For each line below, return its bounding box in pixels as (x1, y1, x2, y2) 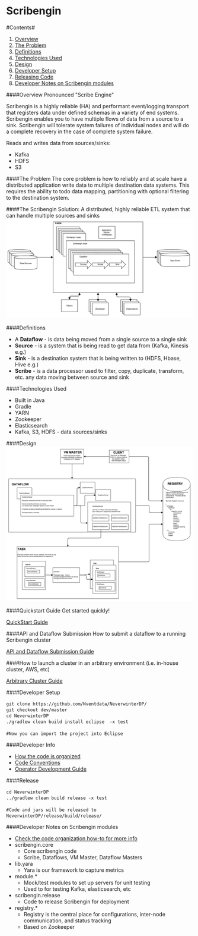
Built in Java (14, 397, 45, 404)
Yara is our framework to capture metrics (23, 866, 124, 874)
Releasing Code (14, 73, 54, 80)
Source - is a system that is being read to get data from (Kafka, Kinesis (14, 342, 189, 349)
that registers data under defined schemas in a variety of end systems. (6, 109, 179, 116)
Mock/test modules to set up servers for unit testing (23, 879, 151, 887)
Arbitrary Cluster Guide (6, 677, 63, 684)
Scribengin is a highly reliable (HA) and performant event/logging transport (6, 102, 189, 109)
